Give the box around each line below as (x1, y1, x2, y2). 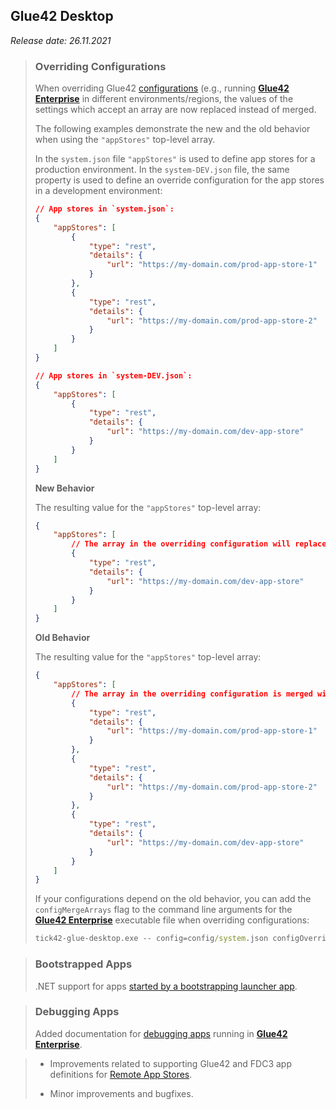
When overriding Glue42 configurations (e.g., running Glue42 (34, 82, 290, 94)
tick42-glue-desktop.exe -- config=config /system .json (34, 934, 269, 944)
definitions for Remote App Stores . (49, 1068, 193, 1080)
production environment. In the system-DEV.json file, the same (34, 164, 290, 176)
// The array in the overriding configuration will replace (71, 539, 327, 549)
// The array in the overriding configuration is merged (71, 689, 313, 699)
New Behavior (34, 482, 95, 494)
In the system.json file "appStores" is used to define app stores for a (34, 153, 316, 165)
